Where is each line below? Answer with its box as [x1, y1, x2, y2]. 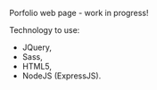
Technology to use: [9, 25, 80, 35]
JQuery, [21, 42, 52, 53]
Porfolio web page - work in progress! [9, 8, 149, 18]
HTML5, [21, 61, 52, 71]
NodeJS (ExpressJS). [21, 70, 102, 81]
